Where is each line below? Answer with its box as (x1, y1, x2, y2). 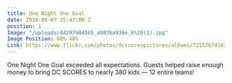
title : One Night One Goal (7, 10, 85, 17)
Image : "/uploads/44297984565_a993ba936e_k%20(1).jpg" (7, 29, 168, 36)
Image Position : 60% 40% (7, 36, 79, 43)
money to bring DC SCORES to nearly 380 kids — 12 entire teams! (7, 68, 195, 76)
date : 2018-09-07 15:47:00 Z (7, 16, 91, 23)
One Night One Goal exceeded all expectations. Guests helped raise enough (7, 61, 224, 69)
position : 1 (7, 23, 41, 29)
